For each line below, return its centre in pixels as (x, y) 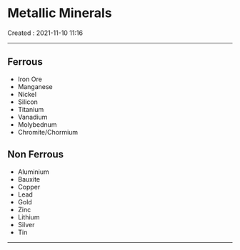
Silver (26, 224)
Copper (29, 187)
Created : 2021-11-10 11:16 (45, 33)
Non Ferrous (36, 155)
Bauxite (29, 179)
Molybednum (37, 124)
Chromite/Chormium (48, 132)
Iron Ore (30, 79)
